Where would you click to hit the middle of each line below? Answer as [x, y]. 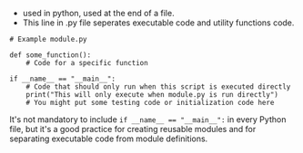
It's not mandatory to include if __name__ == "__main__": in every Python [148, 120]
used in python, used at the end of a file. [98, 13]
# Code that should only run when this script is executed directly [158, 87]
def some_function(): [50, 55]
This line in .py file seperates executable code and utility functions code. [158, 23]
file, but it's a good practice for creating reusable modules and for [133, 129]
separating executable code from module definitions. [109, 139]
